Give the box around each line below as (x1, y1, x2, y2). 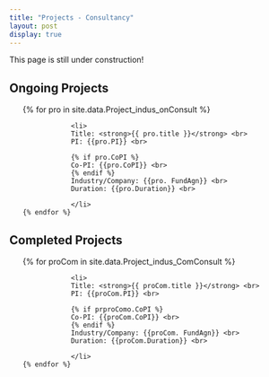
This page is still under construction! (9, 55, 144, 66)
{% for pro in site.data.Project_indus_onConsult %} (22, 104, 211, 115)
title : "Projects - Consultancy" (9, 13, 134, 22)
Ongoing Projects (9, 80, 109, 95)
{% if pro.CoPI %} (70, 153, 140, 162)
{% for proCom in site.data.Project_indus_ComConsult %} (22, 257, 236, 267)
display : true (9, 30, 63, 39)
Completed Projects (9, 232, 123, 248)
